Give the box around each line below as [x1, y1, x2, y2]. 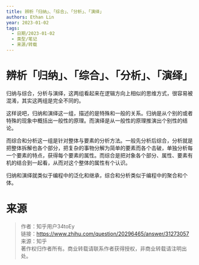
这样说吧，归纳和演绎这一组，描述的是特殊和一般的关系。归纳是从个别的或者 [6, 109, 193, 117]
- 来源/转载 [11, 42, 37, 48]
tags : [6, 25, 20, 31]
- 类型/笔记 [11, 36, 37, 42]
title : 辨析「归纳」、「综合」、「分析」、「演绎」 [6, 8, 105, 15]
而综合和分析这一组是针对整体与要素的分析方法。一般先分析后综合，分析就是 [6, 137, 193, 144]
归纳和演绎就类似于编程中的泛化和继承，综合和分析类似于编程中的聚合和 [6, 172, 182, 179]
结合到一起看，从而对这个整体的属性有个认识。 [16, 159, 131, 166]
